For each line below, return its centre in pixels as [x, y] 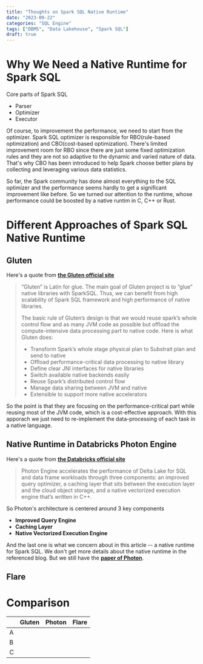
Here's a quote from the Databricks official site [66, 459]
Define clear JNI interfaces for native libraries [87, 369]
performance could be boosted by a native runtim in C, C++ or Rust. [91, 200]
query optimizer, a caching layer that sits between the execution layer [108, 484]
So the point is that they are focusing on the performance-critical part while [101, 406]
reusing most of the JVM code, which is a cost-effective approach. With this [101, 412]
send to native [48, 355]
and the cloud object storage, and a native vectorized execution [101, 490]
